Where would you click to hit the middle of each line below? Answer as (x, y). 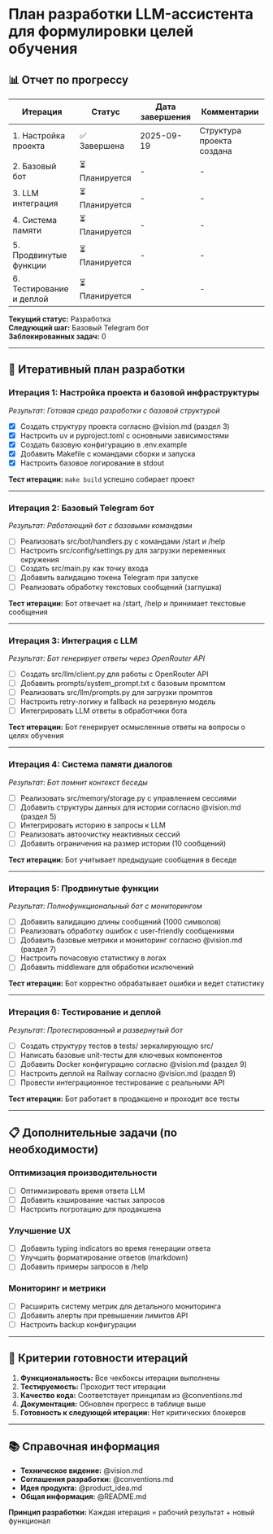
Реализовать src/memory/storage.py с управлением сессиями (128, 798)
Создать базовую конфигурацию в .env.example (104, 444)
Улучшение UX (40, 1230)
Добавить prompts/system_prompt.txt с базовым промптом (123, 683)
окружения (39, 560)
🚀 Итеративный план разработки (97, 370)
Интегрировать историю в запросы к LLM (93, 825)
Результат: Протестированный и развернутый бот (95, 1029)
